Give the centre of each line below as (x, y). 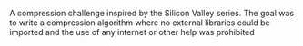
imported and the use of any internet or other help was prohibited (132, 32)
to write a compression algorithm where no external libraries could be (140, 23)
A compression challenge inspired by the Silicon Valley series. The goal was (151, 13)
